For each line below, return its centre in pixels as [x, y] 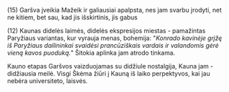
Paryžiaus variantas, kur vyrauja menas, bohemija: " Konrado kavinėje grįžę [115, 38]
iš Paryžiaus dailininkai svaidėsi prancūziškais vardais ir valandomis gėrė [113, 45]
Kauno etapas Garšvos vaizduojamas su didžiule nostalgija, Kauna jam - [110, 66]
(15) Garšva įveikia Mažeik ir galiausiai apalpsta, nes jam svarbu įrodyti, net [114, 10]
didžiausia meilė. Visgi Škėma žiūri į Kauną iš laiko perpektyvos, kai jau [109, 73]
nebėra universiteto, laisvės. [48, 81]
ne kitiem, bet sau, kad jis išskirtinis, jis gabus [72, 17]
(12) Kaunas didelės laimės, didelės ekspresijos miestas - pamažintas [106, 31]
